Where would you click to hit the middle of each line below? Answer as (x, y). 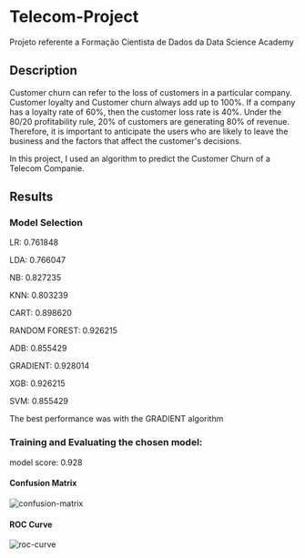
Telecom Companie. (47, 168)
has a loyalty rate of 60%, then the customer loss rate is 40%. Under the (146, 112)
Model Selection (46, 223)
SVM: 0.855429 (39, 401)
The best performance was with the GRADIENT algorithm (117, 419)
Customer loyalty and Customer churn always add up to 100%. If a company (152, 102)
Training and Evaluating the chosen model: (106, 442)
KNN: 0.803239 (39, 295)
